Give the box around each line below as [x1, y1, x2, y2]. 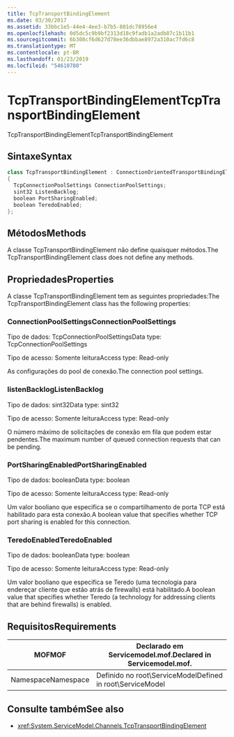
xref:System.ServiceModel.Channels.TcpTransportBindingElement [17, 721, 207, 730]
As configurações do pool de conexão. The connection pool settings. [7, 367, 204, 376]
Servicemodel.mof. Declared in [108, 650, 212, 660]
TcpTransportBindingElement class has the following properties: [7, 300, 191, 308]
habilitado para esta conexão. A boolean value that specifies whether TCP [7, 511, 218, 519]
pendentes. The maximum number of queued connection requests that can [7, 435, 221, 444]
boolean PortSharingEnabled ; [13, 195, 98, 202]
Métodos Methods [7, 227, 87, 239]
